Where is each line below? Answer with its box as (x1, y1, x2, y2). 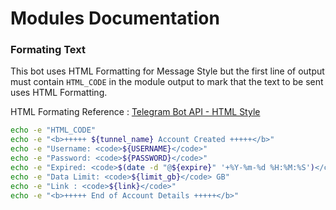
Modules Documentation (10, 7, 220, 30)
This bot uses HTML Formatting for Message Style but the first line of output (10, 65, 325, 77)
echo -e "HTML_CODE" (10, 125, 97, 136)
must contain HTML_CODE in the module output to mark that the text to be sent (10, 76, 324, 88)
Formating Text (10, 43, 86, 57)
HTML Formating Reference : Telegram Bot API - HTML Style (10, 106, 261, 118)
